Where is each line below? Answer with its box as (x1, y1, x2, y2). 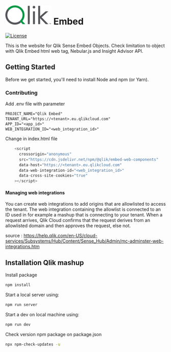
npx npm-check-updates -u (5, 342, 60, 347)
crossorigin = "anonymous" (18, 151, 72, 157)
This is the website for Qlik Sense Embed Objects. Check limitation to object (5, 42, 165, 49)
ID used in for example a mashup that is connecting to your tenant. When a (5, 212, 163, 218)
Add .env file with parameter (5, 101, 65, 107)
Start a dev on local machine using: (5, 311, 80, 317)
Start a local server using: (5, 292, 60, 298)
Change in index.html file (5, 136, 58, 142)
